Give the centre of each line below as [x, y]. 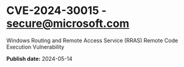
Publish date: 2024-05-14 [39, 58]
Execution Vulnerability [35, 47]
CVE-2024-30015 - [57, 11]
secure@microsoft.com [68, 23]
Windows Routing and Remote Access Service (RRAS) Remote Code [92, 40]
